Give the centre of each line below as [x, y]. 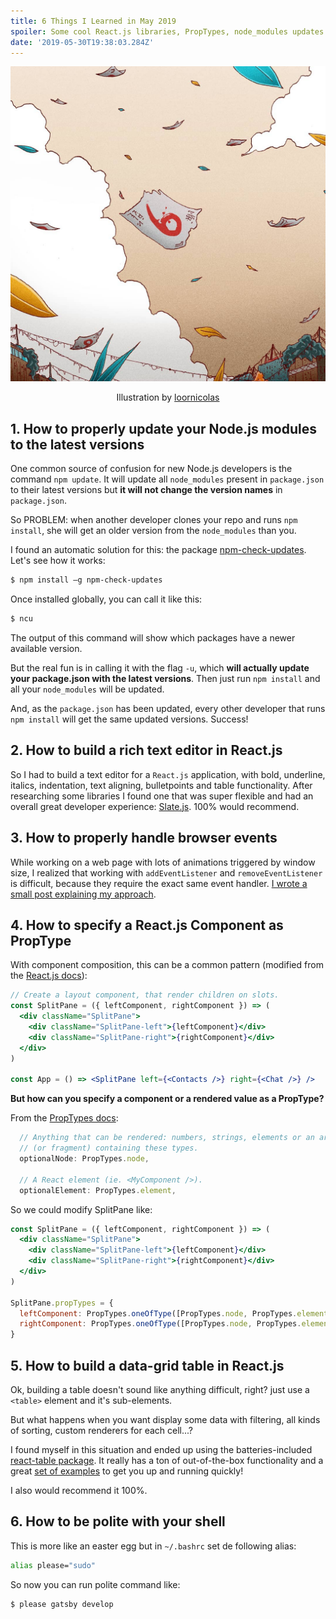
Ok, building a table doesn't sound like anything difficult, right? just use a [160, 1389]
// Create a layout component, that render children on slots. [145, 995]
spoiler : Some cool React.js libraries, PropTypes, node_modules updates [167, 31]
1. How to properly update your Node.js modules [163, 428]
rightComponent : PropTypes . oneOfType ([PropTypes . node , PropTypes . [160, 1324]
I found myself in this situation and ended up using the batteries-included [161, 1449]
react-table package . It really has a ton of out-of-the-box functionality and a [167, 1460]
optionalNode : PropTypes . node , [84, 1159]
